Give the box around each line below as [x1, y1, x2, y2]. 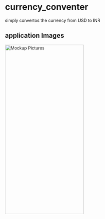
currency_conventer [5, 1, 88, 13]
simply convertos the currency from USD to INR [5, 17, 101, 23]
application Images [5, 31, 64, 40]
